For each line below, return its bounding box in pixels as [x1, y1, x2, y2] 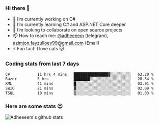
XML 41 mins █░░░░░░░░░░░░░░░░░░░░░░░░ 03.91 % [5, 81, 154, 86]
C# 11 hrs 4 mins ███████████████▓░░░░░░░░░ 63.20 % [5, 72, 154, 77]
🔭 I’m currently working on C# [12, 16, 75, 22]
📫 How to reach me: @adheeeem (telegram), [12, 33, 109, 39]
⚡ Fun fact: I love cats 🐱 [12, 46, 64, 52]
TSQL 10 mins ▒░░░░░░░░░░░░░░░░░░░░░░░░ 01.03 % [5, 91, 154, 96]
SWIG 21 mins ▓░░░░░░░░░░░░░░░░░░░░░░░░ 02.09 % [5, 86, 154, 91]
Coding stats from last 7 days [5, 60, 79, 68]
